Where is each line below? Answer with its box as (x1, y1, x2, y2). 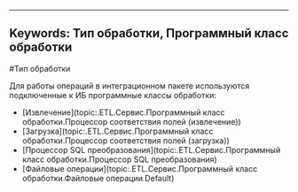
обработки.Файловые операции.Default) (21, 173, 175, 183)
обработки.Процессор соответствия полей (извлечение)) (21, 116, 241, 127)
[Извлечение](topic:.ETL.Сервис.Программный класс (21, 107, 225, 118)
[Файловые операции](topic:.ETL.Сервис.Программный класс (21, 163, 258, 173)
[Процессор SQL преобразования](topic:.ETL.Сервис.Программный (21, 144, 281, 155)
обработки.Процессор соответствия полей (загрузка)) (21, 134, 231, 146)
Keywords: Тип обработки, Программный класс (9, 26, 289, 41)
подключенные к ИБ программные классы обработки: (9, 89, 217, 100)
